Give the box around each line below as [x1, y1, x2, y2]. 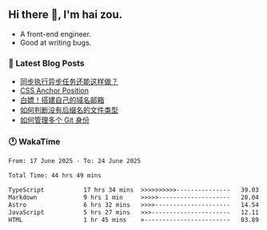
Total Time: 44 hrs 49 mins [8, 172, 102, 180]
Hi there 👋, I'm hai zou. [8, 8, 122, 22]
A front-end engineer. [19, 29, 92, 38]
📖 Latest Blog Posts [8, 57, 86, 69]
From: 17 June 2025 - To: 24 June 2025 [8, 157, 141, 165]
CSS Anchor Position [19, 85, 90, 96]
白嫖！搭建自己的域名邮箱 [19, 95, 105, 105]
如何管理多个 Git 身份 [19, 115, 90, 125]
